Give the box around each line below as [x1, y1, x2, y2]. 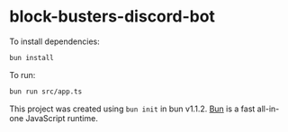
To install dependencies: [9, 36, 101, 47]
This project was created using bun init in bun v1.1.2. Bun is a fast [9, 103, 256, 114]
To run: [9, 69, 36, 80]
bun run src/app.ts [9, 87, 83, 96]
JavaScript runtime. [25, 112, 99, 123]
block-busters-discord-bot [9, 6, 216, 27]
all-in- [256, 103, 280, 114]
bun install [9, 53, 54, 62]
